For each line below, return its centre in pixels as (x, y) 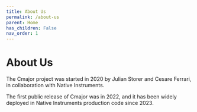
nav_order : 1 (22, 34)
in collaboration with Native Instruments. (55, 85)
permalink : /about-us (33, 17)
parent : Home (22, 22)
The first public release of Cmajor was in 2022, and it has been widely (92, 97)
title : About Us (26, 11)
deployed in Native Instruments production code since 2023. (80, 103)
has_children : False (32, 28)
